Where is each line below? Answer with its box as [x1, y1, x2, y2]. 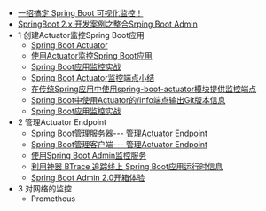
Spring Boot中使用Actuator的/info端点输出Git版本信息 [30, 95, 226, 105]
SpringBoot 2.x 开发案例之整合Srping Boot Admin [17, 19, 198, 29]
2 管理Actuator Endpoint [17, 117, 107, 127]
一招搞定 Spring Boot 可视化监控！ [17, 8, 144, 18]
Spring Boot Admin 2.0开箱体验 [30, 172, 145, 183]
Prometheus [30, 193, 76, 204]
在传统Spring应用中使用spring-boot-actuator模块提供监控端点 [30, 83, 257, 94]
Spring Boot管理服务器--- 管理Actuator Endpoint [30, 128, 208, 138]
